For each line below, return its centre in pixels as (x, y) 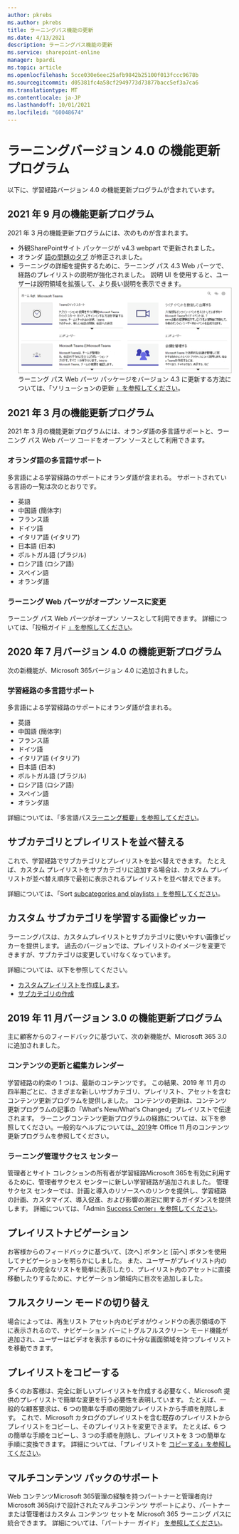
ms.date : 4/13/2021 (36, 38)
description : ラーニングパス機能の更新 (60, 45)
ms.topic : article (34, 68)
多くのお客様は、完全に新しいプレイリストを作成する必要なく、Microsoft (115, 1391)
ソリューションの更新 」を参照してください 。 (118, 388)
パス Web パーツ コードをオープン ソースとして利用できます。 (118, 440)
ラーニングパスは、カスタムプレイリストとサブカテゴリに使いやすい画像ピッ (119, 936)
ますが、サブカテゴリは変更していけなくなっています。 (94, 954)
